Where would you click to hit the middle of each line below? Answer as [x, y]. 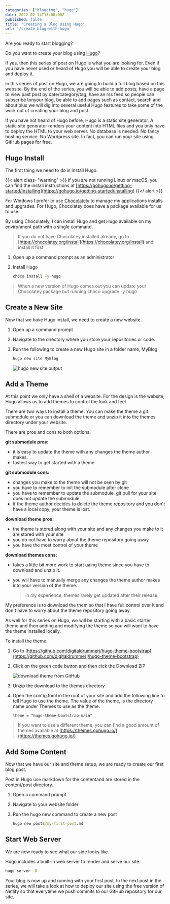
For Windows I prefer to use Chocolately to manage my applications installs [84, 201]
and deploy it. [20, 74]
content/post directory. [29, 785]
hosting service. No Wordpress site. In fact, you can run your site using [79, 137]
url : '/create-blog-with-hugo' [38, 29]
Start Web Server [33, 839]
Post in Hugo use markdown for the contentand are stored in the [73, 780]
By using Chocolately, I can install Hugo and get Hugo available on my [78, 221]
